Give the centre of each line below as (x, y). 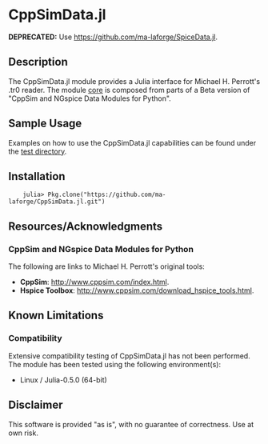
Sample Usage (45, 124)
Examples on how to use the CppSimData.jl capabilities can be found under (132, 142)
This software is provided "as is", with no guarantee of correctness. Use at (131, 424)
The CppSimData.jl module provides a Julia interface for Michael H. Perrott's (134, 81)
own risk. (23, 433)
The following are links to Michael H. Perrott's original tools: (107, 266)
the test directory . (38, 151)
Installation (37, 176)
